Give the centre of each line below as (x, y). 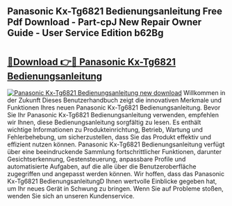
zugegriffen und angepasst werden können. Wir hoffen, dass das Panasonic (116, 174)
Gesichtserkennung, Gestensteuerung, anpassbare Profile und (97, 159)
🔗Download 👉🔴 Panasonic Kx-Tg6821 (91, 62)
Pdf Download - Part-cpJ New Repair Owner (105, 23)
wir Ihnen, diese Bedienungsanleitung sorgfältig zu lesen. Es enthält (104, 122)
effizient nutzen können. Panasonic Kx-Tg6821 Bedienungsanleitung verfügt (116, 144)
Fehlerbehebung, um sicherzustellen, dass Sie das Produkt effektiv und (109, 137)
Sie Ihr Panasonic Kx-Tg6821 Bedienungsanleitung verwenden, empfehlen (113, 115)
